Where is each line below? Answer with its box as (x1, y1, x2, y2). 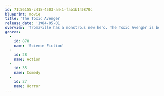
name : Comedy (14, 70, 41, 75)
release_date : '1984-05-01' (5, 20, 62, 26)
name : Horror (14, 83, 41, 89)
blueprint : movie (5, 12, 41, 16)
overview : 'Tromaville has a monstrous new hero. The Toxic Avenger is (5, 25, 154, 30)
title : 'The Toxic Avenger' (5, 16, 62, 21)
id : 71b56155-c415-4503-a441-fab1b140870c (5, 7, 93, 12)
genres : (5, 30, 21, 34)
